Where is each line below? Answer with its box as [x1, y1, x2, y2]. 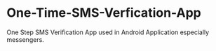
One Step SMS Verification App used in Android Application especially [6, 28, 210, 36]
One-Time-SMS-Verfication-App [6, 5, 201, 21]
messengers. [6, 35, 45, 43]
